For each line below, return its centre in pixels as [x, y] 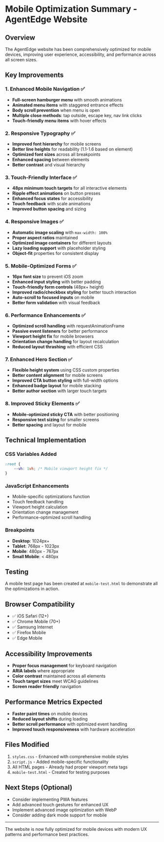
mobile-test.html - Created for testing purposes [61, 772]
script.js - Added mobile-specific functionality [60, 762]
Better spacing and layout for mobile [49, 424]
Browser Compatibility [40, 604]
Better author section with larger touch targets [59, 391]
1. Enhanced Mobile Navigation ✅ [45, 89]
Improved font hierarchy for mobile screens [57, 144]
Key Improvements [34, 75]
